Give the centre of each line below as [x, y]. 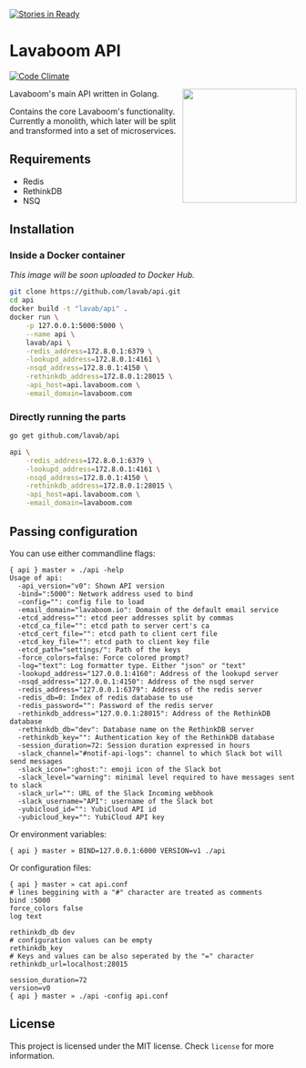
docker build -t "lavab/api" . [69, 309]
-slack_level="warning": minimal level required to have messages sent [157, 777]
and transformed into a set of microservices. [93, 130]
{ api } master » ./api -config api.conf [89, 996]
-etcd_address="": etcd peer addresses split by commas [126, 618]
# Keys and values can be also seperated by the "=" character [132, 956]
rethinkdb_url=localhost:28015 [69, 964]
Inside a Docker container [67, 255]
